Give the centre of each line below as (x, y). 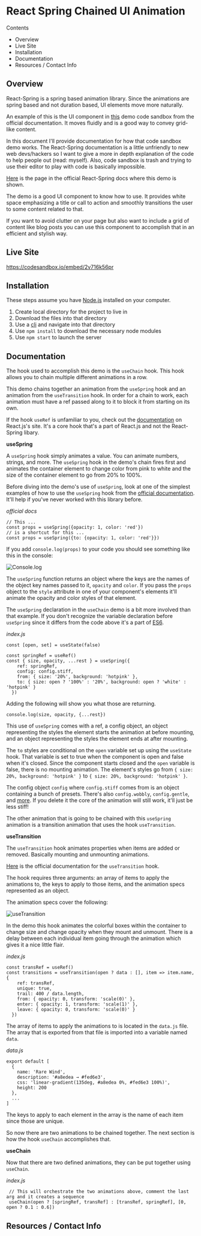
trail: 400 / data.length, (51, 994)
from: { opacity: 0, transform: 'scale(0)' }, (76, 999)
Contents (17, 28)
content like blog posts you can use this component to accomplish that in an (100, 227)
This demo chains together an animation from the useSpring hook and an (96, 389)
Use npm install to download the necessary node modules (88, 331)
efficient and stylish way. (37, 233)
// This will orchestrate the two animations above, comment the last (99, 1192)
